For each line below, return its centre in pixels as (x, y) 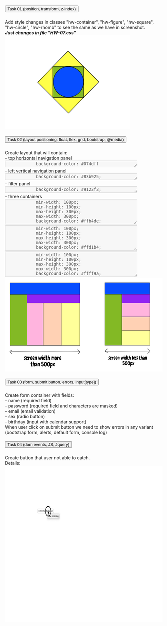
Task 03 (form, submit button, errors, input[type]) (52, 382)
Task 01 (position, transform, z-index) (42, 9)
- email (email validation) (30, 411)
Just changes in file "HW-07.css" (41, 32)
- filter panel (18, 183)
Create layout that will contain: (36, 152)
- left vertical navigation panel (36, 171)
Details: (13, 463)
